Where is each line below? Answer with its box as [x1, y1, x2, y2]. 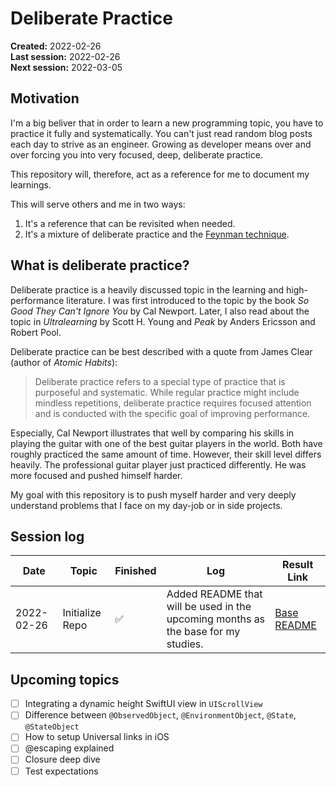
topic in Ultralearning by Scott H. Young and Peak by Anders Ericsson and [10, 315, 316, 327]
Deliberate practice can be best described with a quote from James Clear [10, 345, 313, 357]
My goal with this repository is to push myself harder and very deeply [10, 488, 297, 501]
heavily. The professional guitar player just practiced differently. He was [10, 458, 307, 471]
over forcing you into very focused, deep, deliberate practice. [10, 148, 263, 161]
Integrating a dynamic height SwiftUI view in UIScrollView [24, 698, 263, 710]
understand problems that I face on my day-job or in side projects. [10, 499, 283, 511]
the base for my [166, 625, 241, 639]
